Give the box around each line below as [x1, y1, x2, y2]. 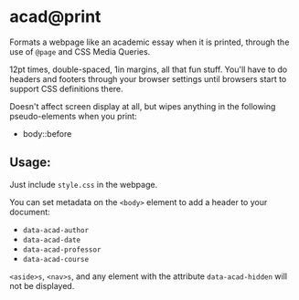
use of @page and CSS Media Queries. [9, 46, 151, 57]
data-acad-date [22, 235, 81, 244]
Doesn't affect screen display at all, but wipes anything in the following [9, 100, 276, 111]
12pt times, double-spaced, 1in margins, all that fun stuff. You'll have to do [9, 64, 288, 75]
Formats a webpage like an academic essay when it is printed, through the [9, 36, 290, 47]
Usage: [9, 155, 52, 171]
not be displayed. [9, 280, 75, 291]
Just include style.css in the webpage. [9, 179, 158, 190]
